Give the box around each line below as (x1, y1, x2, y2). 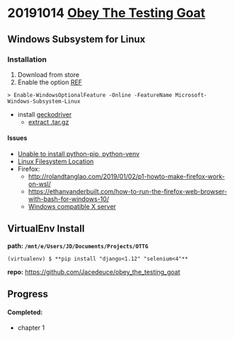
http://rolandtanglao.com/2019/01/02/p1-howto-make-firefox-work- (28, 172, 225, 181)
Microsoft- (175, 91, 207, 98)
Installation (7, 54, 47, 64)
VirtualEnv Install (7, 223, 85, 235)
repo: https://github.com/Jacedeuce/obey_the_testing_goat (7, 268, 180, 276)
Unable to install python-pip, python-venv (17, 150, 140, 159)
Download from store (17, 70, 80, 79)
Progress (7, 288, 48, 300)
